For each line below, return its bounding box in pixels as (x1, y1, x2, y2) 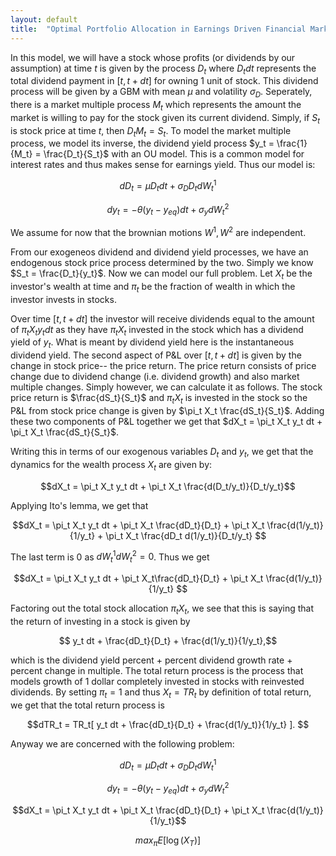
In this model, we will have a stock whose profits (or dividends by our (10, 51, 296, 63)
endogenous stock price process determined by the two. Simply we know (10, 257, 314, 269)
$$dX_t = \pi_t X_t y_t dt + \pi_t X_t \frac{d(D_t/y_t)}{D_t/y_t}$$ (40, 480, 296, 492)
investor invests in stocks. (10, 293, 117, 305)
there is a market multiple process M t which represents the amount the (10, 99, 302, 113)
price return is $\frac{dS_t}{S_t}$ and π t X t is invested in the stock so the (10, 392, 308, 406)
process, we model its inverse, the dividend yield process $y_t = (10, 137, 275, 150)
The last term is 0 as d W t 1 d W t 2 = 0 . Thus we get (10, 549, 210, 565)
